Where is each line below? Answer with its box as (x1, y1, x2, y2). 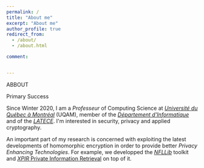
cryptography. (6, 124, 42, 131)
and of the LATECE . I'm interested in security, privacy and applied (6, 117, 171, 124)
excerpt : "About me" (6, 20, 59, 26)
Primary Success (6, 92, 49, 100)
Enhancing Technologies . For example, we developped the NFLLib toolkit (6, 148, 189, 155)
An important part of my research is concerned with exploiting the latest (6, 135, 186, 143)
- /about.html (12, 43, 47, 49)
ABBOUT (6, 81, 29, 88)
